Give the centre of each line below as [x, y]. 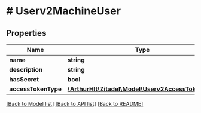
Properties [26, 33]
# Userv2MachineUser [64, 11]
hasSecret [24, 79]
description [26, 70]
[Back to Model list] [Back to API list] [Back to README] [75, 104]
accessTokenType [35, 89]
